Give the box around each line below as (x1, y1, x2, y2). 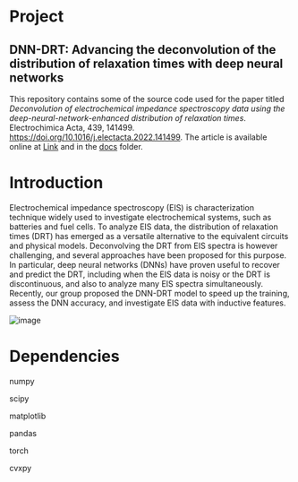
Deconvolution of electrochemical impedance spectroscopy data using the (9, 103, 285, 114)
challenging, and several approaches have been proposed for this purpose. (9, 249, 287, 261)
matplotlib (9, 410, 47, 421)
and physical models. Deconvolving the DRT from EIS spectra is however (9, 240, 278, 251)
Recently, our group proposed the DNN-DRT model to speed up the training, (9, 288, 290, 298)
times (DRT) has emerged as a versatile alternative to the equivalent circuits (9, 230, 289, 241)
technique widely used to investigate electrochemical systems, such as (9, 211, 272, 222)
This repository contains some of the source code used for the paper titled (9, 94, 285, 104)
